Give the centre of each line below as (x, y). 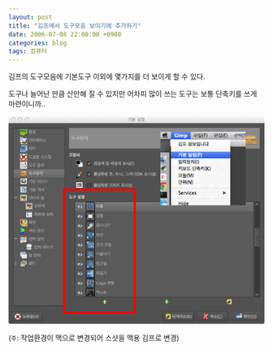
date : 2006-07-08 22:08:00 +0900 (65, 34)
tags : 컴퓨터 (28, 52)
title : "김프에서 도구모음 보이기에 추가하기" (75, 26)
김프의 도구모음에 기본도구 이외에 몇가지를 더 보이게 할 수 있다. (107, 76)
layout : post (30, 17)
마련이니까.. (27, 104)
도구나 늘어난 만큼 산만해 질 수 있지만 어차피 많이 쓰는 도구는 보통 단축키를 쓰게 (133, 94)
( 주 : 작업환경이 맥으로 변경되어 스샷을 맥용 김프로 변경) (94, 338)
